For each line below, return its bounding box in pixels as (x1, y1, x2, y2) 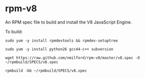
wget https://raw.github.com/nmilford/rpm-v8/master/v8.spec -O (5, 55, 140, 60)
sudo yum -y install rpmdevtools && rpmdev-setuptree (5, 38, 118, 43)
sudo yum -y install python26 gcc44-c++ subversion (5, 47, 113, 52)
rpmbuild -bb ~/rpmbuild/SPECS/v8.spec (5, 68, 87, 73)
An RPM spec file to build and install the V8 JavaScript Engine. (5, 19, 132, 25)
